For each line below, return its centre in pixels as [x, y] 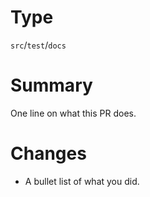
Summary [51, 85]
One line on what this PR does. [73, 113]
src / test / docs [38, 45]
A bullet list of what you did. [82, 181]
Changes [48, 153]
